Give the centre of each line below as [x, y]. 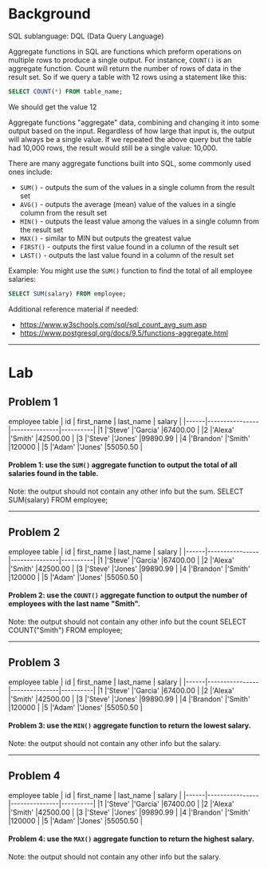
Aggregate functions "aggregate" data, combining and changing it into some [134, 122]
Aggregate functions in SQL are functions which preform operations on [125, 51]
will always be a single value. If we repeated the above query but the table [130, 139]
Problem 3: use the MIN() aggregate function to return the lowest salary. [130, 726]
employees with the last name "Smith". [75, 604]
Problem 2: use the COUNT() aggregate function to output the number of [128, 595]
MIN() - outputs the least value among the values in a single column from [139, 221]
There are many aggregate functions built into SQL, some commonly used [130, 163]
